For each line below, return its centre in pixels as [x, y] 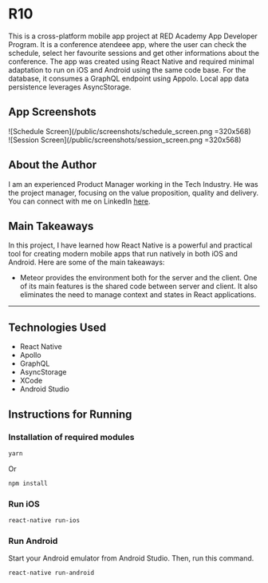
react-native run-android [51, 573]
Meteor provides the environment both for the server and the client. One [138, 278]
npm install [28, 483]
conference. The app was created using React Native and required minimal [131, 61]
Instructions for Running [70, 414]
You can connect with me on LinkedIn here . [79, 201]
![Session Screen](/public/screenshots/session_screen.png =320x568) [125, 140]
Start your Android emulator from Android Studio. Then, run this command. [131, 558]
